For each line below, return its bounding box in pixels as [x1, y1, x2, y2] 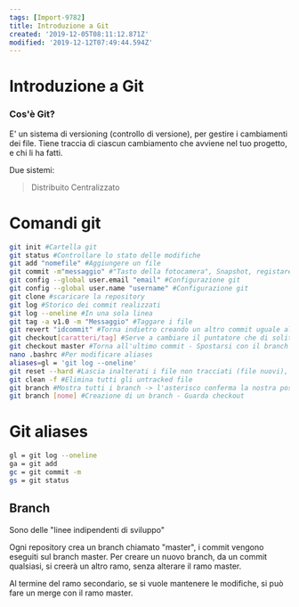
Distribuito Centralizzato [30, 182, 120, 193]
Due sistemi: [9, 164, 55, 175]
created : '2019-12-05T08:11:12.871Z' [9, 29, 149, 38]
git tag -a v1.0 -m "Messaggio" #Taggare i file [9, 317, 193, 326]
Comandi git [9, 213, 101, 233]
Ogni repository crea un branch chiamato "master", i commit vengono [9, 541, 264, 553]
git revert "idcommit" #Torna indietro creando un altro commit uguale [9, 325, 280, 334]
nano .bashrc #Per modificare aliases [9, 350, 153, 359]
